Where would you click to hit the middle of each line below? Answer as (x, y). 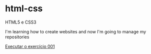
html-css (24, 9)
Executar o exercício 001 (30, 46)
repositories (17, 37)
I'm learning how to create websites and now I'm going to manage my (76, 31)
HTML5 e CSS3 (21, 22)
